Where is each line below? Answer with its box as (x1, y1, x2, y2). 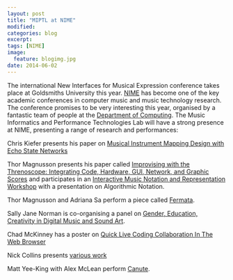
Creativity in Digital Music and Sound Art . (7, 217, 125, 225)
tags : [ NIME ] (7, 42, 45, 49)
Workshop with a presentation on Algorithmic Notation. (7, 182, 165, 190)
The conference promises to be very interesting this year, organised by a (7, 103, 216, 111)
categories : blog (7, 29, 58, 37)
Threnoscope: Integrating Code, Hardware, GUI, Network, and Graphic (7, 167, 209, 176)
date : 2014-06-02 (7, 62, 58, 69)
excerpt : (7, 36, 33, 43)
